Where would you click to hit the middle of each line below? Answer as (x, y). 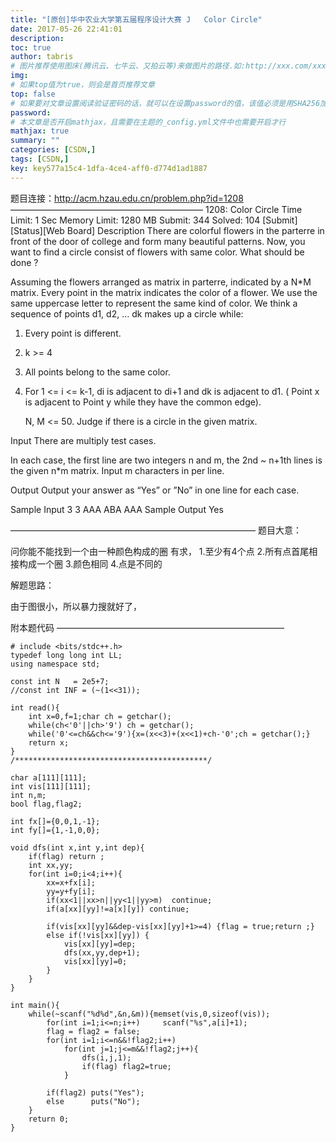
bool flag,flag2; (46, 804)
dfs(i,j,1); (106, 1057)
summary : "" (35, 141)
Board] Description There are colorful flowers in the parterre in (195, 230)
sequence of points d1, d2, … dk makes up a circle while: (127, 313)
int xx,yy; (51, 865)
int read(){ (35, 707)
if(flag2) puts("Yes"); (95, 1092)
